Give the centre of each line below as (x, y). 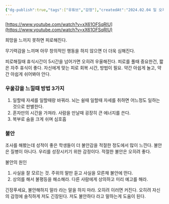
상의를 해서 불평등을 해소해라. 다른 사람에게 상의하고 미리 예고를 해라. (80, 179)
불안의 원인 (16, 162)
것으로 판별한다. (28, 106)
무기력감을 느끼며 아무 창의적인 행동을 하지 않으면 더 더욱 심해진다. (70, 50)
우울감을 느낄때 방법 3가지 (35, 88)
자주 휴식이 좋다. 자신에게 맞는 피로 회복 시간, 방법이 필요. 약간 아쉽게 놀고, (83, 67)
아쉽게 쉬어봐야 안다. (31, 74)
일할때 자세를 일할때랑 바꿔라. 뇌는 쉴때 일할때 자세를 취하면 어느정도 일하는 (86, 100)
